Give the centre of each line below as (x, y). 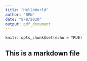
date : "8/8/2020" (24, 19)
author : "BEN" (20, 15)
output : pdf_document (28, 24)
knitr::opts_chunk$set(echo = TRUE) (44, 38)
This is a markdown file (42, 53)
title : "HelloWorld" (27, 10)
